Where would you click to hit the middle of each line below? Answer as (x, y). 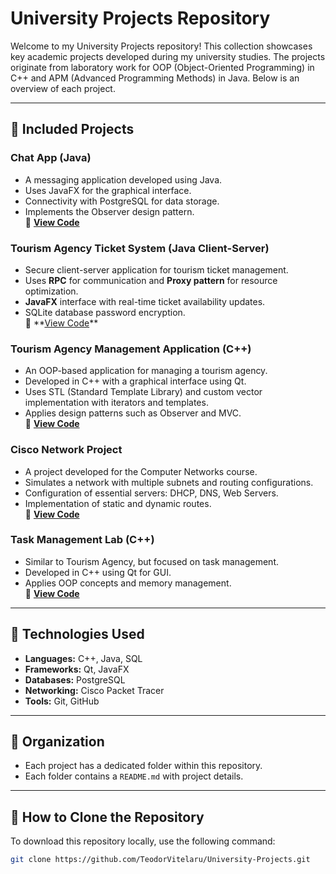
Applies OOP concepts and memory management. (128, 583)
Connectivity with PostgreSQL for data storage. (122, 201)
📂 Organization (57, 742)
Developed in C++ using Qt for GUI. (98, 572)
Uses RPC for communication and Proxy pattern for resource (151, 280)
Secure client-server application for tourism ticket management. (156, 269)
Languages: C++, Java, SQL (83, 658)
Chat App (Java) (51, 158)
